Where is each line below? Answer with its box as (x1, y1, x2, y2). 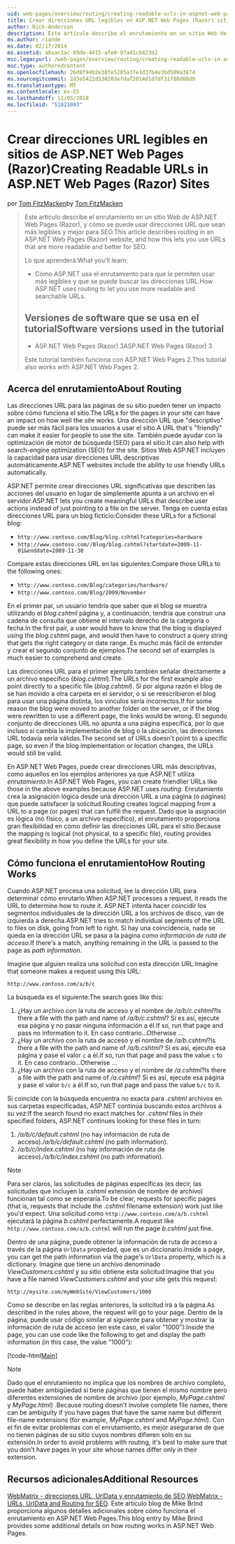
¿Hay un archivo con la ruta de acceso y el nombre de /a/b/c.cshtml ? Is (17, 1007, 222, 1015)
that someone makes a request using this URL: (7, 967, 141, 976)
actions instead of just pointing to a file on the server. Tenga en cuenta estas (7, 504, 228, 513)
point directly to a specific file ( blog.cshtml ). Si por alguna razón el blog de (7, 682, 222, 690)
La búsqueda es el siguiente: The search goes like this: (7, 993, 164, 1001)
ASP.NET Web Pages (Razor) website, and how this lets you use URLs (24, 235, 226, 243)
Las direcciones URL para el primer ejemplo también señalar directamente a (7, 667, 226, 676)
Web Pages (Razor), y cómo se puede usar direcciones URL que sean (24, 220, 226, 228)
